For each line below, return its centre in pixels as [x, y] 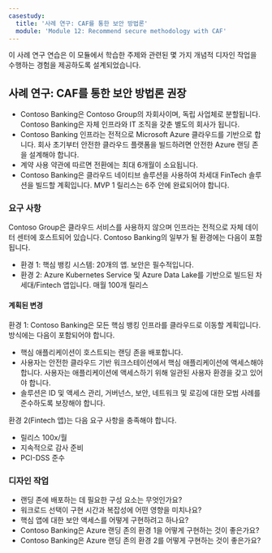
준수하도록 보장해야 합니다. [63, 403]
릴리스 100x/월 [43, 437]
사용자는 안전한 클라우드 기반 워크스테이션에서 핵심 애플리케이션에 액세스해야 [142, 362]
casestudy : [27, 16]
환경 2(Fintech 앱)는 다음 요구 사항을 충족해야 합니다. [93, 420]
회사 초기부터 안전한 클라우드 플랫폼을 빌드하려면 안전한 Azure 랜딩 [144, 145]
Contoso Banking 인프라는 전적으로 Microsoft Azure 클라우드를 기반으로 [136, 135]
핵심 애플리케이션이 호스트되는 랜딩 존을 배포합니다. [101, 352]
